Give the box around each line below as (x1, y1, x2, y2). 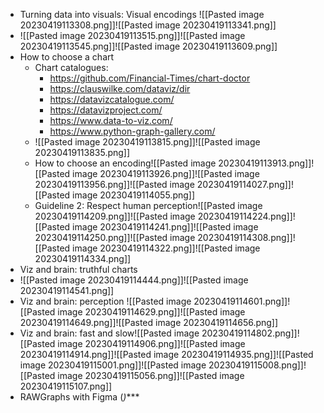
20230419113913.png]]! (218, 157, 315, 169)
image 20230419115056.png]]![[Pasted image (57, 370, 245, 381)
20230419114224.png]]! (197, 210, 296, 222)
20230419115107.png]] (19, 380, 113, 392)
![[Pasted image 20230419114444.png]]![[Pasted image (19, 274, 249, 286)
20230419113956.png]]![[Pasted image (34, 179, 195, 190)
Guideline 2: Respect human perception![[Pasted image (34, 200, 263, 211)
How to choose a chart (19, 51, 115, 63)
